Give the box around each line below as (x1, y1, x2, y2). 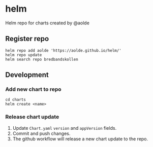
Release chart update (5, 114, 59, 121)
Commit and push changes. (12, 130, 71, 136)
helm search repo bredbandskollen (5, 57, 79, 62)
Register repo (5, 34, 49, 43)
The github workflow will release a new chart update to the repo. (12, 135, 148, 142)
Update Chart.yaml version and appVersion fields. (12, 125, 117, 131)
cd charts (5, 97, 26, 102)
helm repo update (5, 52, 42, 57)
